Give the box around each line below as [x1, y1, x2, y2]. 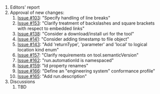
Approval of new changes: [9, 9, 64, 15]
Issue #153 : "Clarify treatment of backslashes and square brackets [17, 20, 155, 26]
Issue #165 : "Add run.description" [17, 73, 87, 79]
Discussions [9, 78, 35, 84]
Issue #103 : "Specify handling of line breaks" [17, 15, 110, 20]
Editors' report [9, 4, 40, 10]
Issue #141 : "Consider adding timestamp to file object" [17, 36, 129, 42]
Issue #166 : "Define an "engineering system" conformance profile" [17, 68, 155, 74]
